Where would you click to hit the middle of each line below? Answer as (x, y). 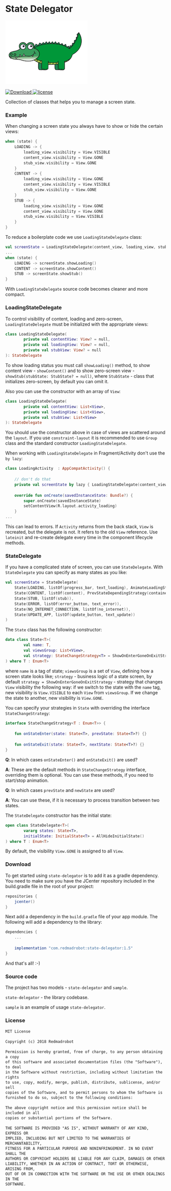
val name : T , (37, 645)
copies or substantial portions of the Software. (59, 1118)
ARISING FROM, (20, 1169)
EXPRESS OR (17, 1133)
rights (12, 1077)
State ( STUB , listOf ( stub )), (44, 599)
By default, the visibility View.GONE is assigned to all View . (65, 851)
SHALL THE (16, 1154)
